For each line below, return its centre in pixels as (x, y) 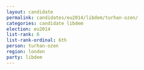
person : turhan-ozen (33, 46)
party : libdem (25, 57)
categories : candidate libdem (45, 23)
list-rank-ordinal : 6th (37, 40)
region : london (26, 52)
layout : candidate (30, 12)
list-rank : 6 (23, 35)
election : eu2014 (28, 29)
